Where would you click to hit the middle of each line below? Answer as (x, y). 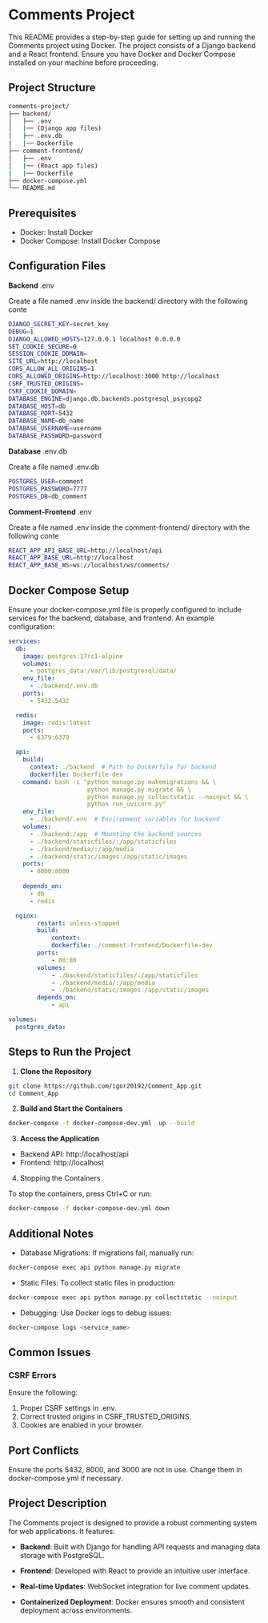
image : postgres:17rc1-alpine (73, 656)
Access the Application (60, 1139)
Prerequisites (42, 213)
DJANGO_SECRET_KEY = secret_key (59, 324)
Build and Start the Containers (71, 1108)
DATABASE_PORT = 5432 (41, 414)
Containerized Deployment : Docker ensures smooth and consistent (132, 1601)
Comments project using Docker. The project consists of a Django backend (132, 45)
